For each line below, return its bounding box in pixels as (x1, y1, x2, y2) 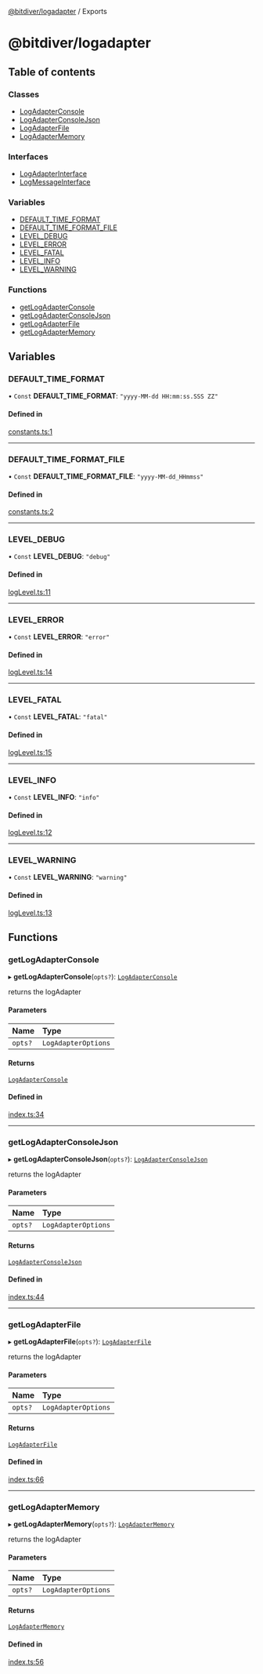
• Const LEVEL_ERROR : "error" (8, 632, 110, 641)
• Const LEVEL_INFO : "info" (8, 792, 100, 801)
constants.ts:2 (8, 507, 55, 516)
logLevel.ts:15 (8, 747, 52, 757)
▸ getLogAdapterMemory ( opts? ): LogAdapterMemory (8, 1519, 175, 1529)
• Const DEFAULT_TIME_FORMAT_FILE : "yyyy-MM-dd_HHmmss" (8, 471, 204, 481)
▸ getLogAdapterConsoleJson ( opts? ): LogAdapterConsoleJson (8, 1154, 208, 1164)
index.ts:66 (8, 1475, 45, 1484)
